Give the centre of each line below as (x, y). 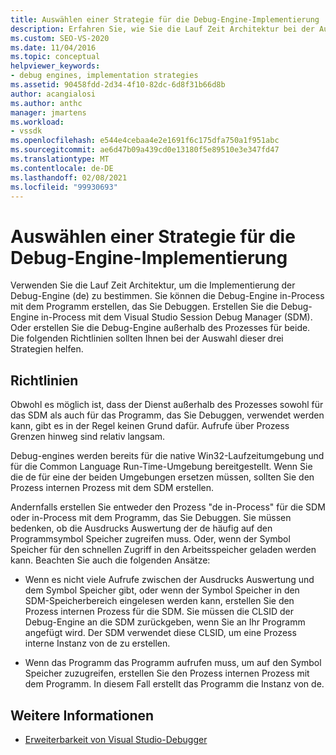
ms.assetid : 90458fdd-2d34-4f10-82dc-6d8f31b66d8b (118, 85)
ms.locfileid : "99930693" (64, 187)
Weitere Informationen (82, 715)
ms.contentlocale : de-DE (62, 168)
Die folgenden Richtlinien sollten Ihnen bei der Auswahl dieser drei (147, 338)
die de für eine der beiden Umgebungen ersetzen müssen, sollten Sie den (162, 477)
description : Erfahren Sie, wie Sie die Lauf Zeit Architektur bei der (162, 29)
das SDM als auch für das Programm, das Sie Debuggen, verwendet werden (167, 415)
